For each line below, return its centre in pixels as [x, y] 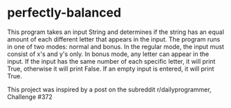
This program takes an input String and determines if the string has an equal [116, 32]
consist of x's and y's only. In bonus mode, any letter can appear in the [108, 54]
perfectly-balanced [64, 13]
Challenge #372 [30, 97]
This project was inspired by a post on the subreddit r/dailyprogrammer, [110, 89]
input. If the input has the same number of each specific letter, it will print [111, 61]
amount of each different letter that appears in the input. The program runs [114, 39]
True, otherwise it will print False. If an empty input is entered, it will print [111, 69]
